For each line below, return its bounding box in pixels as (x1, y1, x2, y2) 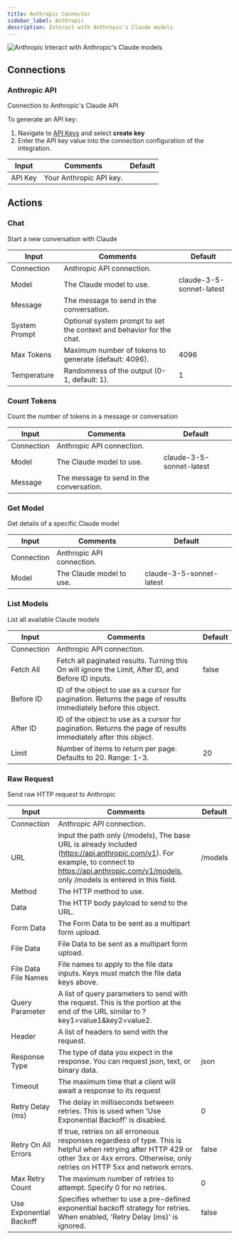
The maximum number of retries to (58, 1173, 174, 1183)
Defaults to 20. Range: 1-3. (56, 752, 149, 762)
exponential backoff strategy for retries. (58, 1203, 191, 1213)
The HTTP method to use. (58, 886, 144, 896)
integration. (17, 144, 52, 153)
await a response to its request (58, 1086, 161, 1096)
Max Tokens (11, 349, 52, 359)
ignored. (58, 1221, 86, 1231)
